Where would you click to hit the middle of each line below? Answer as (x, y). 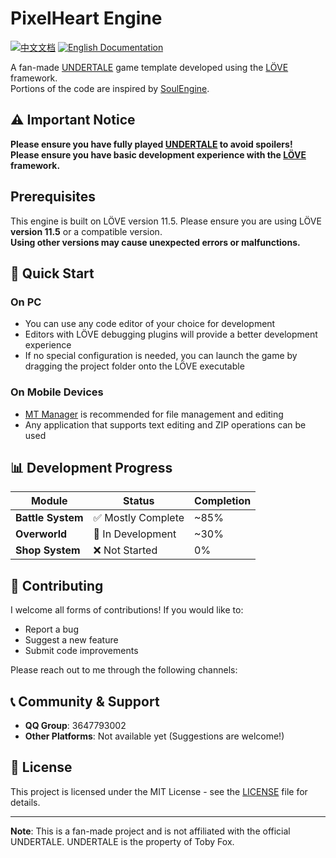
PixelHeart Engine (86, 18)
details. (25, 802)
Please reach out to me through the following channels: (124, 670)
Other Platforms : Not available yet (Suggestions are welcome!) (154, 736)
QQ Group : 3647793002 (75, 725)
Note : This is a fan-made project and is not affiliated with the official (150, 831)
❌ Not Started (125, 550)
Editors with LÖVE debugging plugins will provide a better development (171, 334)
